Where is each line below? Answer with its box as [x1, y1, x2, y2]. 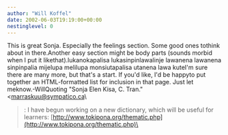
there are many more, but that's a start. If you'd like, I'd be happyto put [7, 71, 206, 79]
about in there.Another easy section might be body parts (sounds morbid [7, 49, 213, 57]
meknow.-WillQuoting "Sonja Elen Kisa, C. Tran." [7, 85, 143, 93]
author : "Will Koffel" [7, 10, 72, 17]
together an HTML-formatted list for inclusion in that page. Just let [7, 78, 194, 86]
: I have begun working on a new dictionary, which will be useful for [23, 106, 214, 114]
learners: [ [23, 113, 53, 121]
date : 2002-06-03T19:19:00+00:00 [7, 16, 102, 23]
